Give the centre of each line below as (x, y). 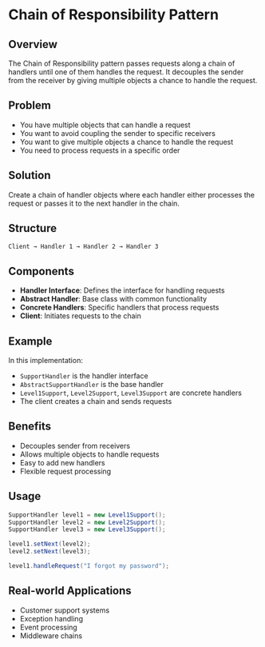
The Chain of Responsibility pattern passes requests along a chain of (122, 63)
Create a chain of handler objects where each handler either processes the (132, 194)
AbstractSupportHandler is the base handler (91, 385)
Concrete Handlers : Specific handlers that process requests (119, 308)
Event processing (48, 627)
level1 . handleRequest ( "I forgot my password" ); (89, 566)
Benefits (30, 427)
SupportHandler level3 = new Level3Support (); (87, 529)
